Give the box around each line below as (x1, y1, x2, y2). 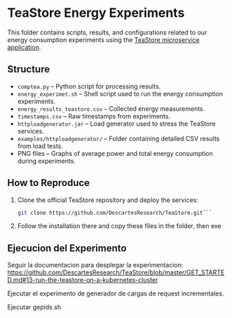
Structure (7, 63, 50, 75)
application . (7, 43, 41, 51)
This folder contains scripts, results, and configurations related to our (7, 28, 207, 37)
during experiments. (17, 157, 76, 165)
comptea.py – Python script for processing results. (17, 82, 161, 91)
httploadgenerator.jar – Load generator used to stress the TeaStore (17, 119, 216, 128)
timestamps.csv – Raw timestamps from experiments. (17, 112, 170, 120)
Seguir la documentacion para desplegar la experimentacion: (7, 261, 184, 270)
